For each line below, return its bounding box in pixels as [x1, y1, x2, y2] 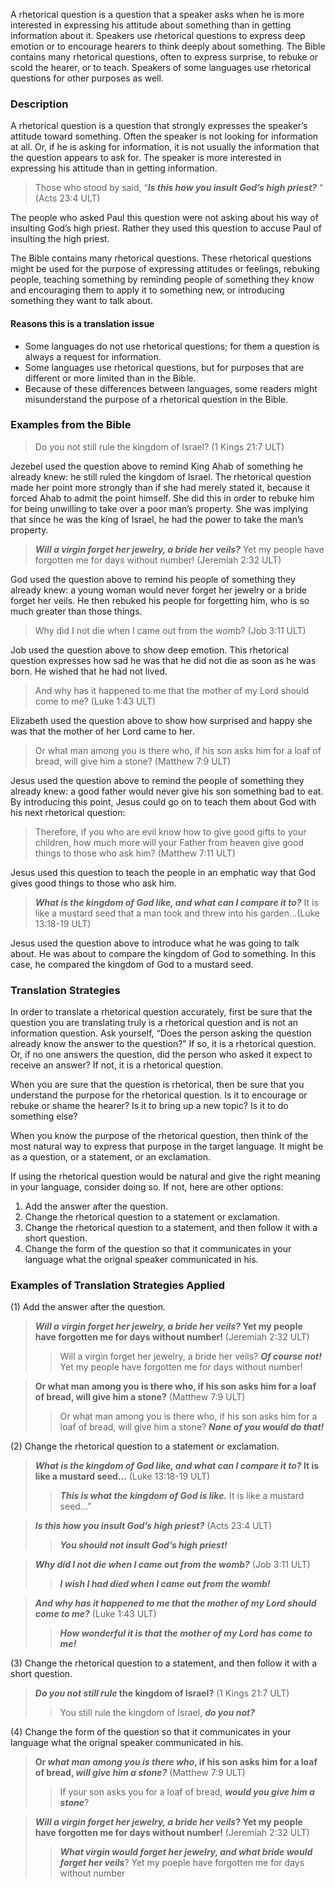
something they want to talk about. [10, 295, 153, 307]
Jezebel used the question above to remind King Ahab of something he [10, 460, 303, 472]
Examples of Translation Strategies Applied [10, 1279, 226, 1293]
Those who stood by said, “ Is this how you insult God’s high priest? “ [34, 182, 324, 194]
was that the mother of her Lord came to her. [10, 725, 195, 737]
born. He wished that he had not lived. [10, 665, 168, 677]
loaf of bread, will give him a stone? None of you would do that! [59, 1421, 325, 1433]
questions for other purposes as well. [10, 72, 164, 84]
